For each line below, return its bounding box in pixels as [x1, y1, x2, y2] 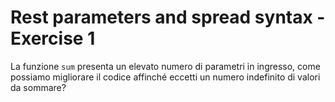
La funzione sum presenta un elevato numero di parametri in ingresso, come [10, 60, 321, 72]
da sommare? [10, 81, 67, 93]
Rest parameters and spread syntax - [10, 6, 326, 29]
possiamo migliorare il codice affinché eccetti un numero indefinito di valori [10, 71, 321, 83]
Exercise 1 [10, 27, 96, 50]
